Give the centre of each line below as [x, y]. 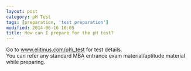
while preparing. [26, 62]
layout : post [22, 11]
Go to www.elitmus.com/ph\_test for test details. [64, 49]
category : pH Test [28, 17]
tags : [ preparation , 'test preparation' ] [57, 22]
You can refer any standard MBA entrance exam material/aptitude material [96, 56]
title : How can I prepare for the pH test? [60, 33]
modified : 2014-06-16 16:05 [40, 28]
